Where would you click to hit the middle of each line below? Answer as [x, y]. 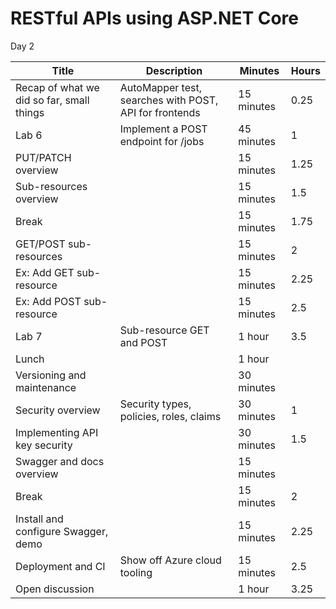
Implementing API [57, 432]
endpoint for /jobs [162, 141]
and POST [143, 342]
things [30, 112]
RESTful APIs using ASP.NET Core [155, 18]
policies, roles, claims [170, 416]
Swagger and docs [60, 461]
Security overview [58, 410]
